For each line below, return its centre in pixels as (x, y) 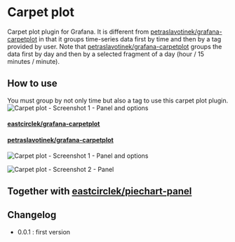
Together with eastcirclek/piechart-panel (100, 191)
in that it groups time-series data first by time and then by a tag (130, 39)
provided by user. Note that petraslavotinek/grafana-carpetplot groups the (115, 46)
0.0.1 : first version (44, 231)
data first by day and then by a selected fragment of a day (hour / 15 (106, 54)
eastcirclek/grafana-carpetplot (54, 124)
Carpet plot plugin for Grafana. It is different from (78, 32)
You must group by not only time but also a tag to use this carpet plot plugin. (118, 100)
